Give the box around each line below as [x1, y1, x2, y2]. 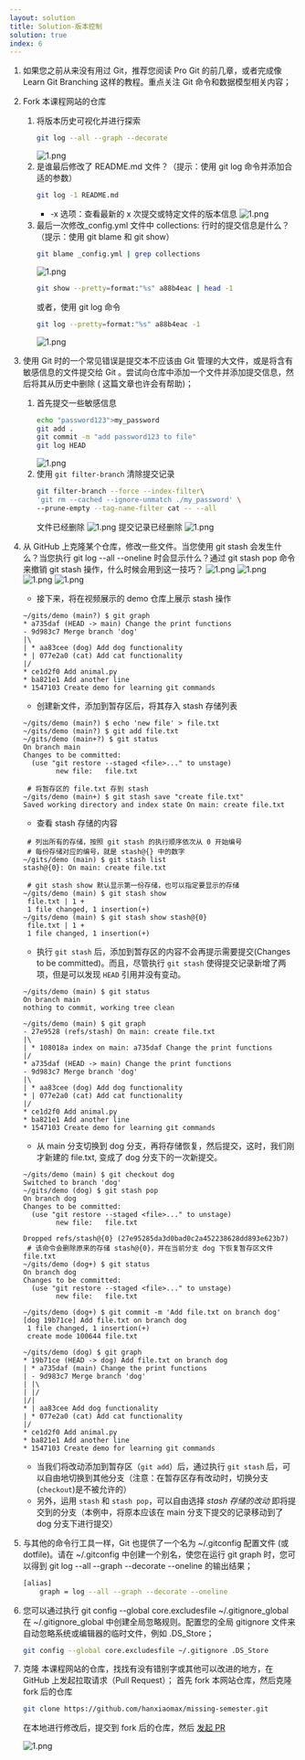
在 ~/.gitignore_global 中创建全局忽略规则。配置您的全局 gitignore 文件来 [22, 1616, 296, 1627]
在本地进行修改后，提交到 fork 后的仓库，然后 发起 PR [22, 1723, 226, 1733]
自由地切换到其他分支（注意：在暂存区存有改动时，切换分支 [44, 1472, 269, 1483]
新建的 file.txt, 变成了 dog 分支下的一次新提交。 [44, 1151, 223, 1162]
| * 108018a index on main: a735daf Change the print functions [22, 1043, 273, 1052]
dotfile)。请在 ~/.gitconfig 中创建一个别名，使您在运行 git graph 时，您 [22, 1549, 289, 1560]
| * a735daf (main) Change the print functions [22, 1363, 207, 1372]
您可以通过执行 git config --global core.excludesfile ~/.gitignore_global [22, 1605, 289, 1616]
